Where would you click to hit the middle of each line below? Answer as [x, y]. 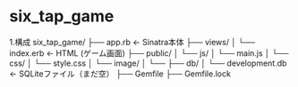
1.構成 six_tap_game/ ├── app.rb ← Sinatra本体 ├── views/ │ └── [132, 42]
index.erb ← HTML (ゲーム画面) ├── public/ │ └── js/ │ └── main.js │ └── [149, 53]
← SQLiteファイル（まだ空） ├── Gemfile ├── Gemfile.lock [120, 74]
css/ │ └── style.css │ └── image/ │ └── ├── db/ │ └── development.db [148, 63]
